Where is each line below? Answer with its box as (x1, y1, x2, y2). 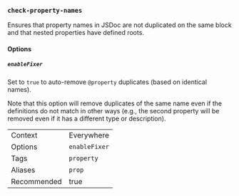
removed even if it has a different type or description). (7, 114, 166, 123)
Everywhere (68, 130, 109, 140)
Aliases (11, 165, 36, 175)
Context (11, 130, 38, 140)
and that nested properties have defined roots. (7, 29, 145, 37)
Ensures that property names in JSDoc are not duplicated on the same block (7, 21, 232, 29)
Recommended (11, 176, 62, 186)
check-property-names (7, 6, 83, 14)
